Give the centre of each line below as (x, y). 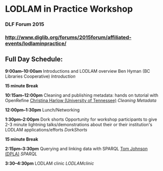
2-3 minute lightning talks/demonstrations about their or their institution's (79, 124)
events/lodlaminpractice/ (36, 43)
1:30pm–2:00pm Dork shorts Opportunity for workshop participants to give (81, 119)
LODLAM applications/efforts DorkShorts (46, 129)
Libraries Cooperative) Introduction (40, 76)
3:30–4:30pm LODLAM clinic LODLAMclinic (50, 163)
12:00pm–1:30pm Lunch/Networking (42, 110)
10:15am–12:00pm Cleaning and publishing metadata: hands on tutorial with (82, 95)
